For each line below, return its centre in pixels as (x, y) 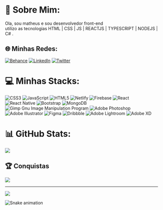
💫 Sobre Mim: (33, 10)
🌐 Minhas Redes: (31, 49)
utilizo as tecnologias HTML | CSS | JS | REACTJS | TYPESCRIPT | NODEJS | (81, 28)
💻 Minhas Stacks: (42, 81)
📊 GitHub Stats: (38, 134)
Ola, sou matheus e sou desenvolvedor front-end (54, 23)
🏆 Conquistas (27, 166)
